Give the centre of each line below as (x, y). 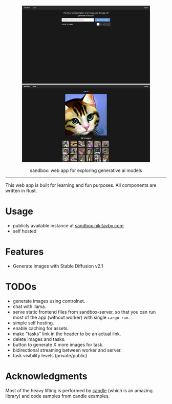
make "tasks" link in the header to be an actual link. (67, 334)
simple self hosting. (33, 323)
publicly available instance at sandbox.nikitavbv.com (68, 226)
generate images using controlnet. (49, 301)
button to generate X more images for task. (58, 344)
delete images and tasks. (39, 339)
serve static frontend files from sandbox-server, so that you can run (84, 312)
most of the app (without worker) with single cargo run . (71, 317)
